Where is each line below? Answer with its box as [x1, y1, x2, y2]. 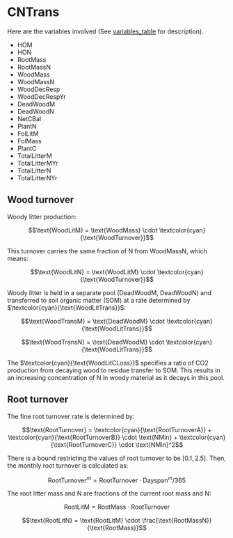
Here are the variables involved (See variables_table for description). [7, 27, 204, 35]
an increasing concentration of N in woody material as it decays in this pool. [7, 373, 225, 381]
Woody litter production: [7, 212, 77, 221]
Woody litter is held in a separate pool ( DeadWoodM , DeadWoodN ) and [7, 288, 212, 296]
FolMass [17, 136, 42, 145]
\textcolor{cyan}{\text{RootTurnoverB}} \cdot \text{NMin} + [8, 433, 178, 441]
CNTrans [7, 4, 60, 20]
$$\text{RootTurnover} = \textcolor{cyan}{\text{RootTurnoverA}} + [22, 425, 212, 434]
